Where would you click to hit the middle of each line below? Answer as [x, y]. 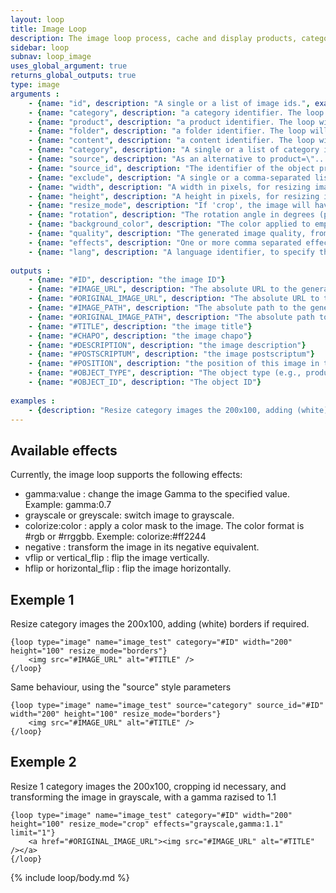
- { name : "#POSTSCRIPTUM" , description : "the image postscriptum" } [171, 354]
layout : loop [37, 19]
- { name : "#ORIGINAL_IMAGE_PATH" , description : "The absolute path [171, 317]
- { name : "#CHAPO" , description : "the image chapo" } [140, 336]
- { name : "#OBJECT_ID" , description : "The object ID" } [145, 382]
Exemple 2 [43, 762]
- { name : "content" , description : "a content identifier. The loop [171, 141]
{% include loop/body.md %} [70, 877]
